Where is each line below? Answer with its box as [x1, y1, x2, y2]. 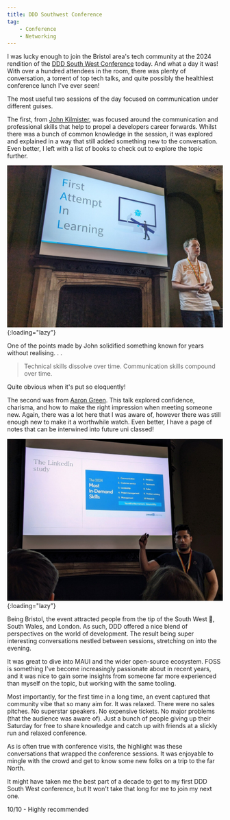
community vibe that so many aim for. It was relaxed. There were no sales [7, 700, 215, 708]
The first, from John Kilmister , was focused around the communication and [7, 115, 218, 123]
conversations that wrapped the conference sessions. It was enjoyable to [7, 749, 214, 758]
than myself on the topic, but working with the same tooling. [7, 679, 177, 688]
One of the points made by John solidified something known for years [7, 341, 204, 350]
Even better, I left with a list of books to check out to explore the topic [7, 145, 203, 153]
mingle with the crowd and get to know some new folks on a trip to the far [7, 757, 216, 765]
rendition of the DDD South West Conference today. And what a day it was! [7, 60, 219, 68]
